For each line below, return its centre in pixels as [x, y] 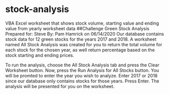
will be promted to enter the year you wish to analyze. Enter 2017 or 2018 [81, 75]
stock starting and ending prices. [40, 55]
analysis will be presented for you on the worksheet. [60, 86]
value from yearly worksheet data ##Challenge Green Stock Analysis [77, 28]
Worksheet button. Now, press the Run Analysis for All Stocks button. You [82, 70]
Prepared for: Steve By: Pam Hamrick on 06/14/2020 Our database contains [84, 34]
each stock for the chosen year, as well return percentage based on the [80, 50]
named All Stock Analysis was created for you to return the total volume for [84, 44]
